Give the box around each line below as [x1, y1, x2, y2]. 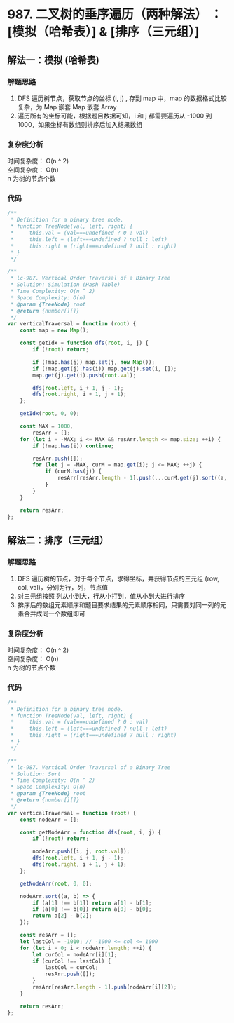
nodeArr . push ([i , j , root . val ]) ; [32, 848, 130, 855]
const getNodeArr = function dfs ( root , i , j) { [20, 829, 161, 836]
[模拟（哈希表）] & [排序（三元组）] [7, 24, 200, 40]
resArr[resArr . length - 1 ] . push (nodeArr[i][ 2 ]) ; [32, 984, 177, 991]
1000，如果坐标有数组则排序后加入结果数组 [17, 120, 142, 128]
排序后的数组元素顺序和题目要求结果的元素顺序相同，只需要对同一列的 [17, 601, 221, 609]
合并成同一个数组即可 [23, 609, 85, 618]
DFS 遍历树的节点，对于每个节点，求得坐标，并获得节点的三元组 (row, [17, 574, 219, 583]
